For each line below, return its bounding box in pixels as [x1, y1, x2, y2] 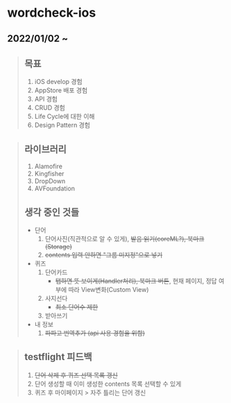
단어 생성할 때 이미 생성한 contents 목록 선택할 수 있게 [34, 379, 182, 388]
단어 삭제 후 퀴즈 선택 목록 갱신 [34, 370, 118, 379]
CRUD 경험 [34, 104, 66, 112]
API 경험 [34, 95, 58, 104]
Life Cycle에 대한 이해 [34, 113, 95, 121]
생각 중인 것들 [24, 206, 80, 218]
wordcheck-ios [7, 5, 96, 21]
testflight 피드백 [24, 351, 92, 363]
